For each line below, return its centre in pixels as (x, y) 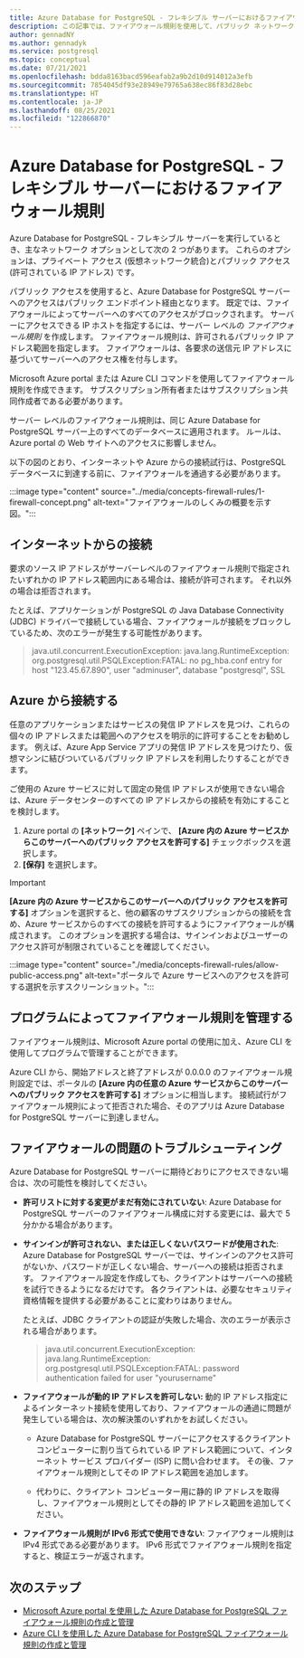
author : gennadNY (42, 34)
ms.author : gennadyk (48, 43)
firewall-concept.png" (51, 502)
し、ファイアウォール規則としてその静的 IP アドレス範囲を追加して (160, 1503)
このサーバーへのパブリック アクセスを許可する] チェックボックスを (157, 841)
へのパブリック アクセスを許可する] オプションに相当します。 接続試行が (144, 1094)
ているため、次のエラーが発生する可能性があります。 (108, 632)
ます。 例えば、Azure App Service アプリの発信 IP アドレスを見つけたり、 (147, 746)
